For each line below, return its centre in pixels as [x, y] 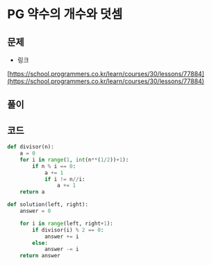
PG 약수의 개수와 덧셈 [65, 14]
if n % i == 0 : [54, 166]
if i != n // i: [65, 179]
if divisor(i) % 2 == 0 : [68, 230]
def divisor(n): [31, 147]
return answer [40, 256]
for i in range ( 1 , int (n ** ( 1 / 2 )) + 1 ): [74, 160]
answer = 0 [35, 211]
